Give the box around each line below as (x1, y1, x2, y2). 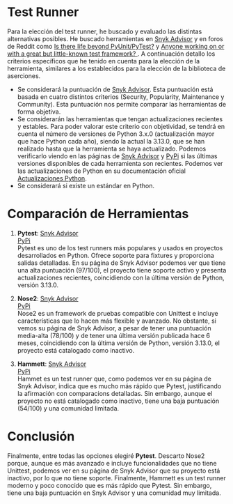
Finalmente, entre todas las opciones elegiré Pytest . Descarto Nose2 (7, 451, 205, 460)
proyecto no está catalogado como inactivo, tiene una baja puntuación (17, 397, 220, 405)
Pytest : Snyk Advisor (17, 229, 79, 237)
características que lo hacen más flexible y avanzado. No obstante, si (17, 316, 217, 325)
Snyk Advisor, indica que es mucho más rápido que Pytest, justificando (17, 381, 222, 390)
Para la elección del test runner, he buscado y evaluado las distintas (7, 27, 202, 36)
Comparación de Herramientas (7, 206, 189, 222)
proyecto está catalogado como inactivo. (17, 346, 135, 354)
